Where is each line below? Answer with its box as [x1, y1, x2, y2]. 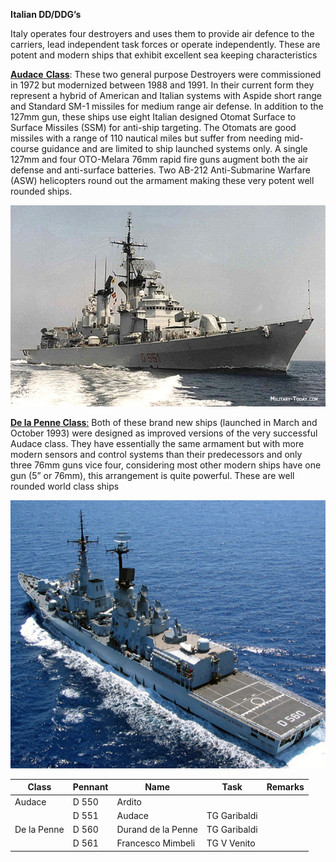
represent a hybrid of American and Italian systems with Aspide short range [10, 90, 322, 101]
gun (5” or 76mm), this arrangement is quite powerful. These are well [10, 469, 295, 481]
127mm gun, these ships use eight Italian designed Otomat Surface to [10, 111, 297, 123]
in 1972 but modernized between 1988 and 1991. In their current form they [10, 79, 315, 91]
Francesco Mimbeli [116, 837, 196, 849]
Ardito [116, 795, 142, 808]
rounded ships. [10, 185, 73, 197]
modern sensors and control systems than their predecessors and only [10, 448, 303, 460]
